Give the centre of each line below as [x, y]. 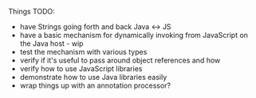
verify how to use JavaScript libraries [81, 69]
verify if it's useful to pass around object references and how [120, 60]
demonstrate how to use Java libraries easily [93, 77]
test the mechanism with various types [83, 52]
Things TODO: [32, 11]
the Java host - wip [51, 43]
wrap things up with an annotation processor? [95, 85]
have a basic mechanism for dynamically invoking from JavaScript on [134, 35]
